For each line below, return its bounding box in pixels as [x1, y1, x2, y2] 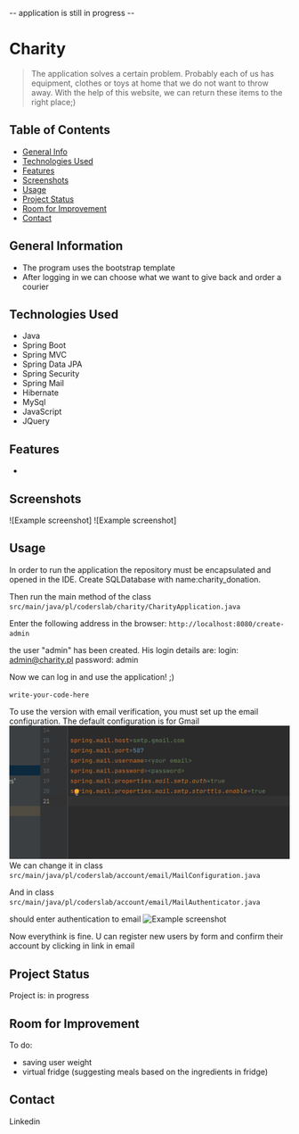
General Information [9, 238, 124, 253]
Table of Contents [9, 122, 111, 137]
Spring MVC [21, 350, 68, 360]
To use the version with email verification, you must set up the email [9, 706, 259, 716]
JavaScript [21, 406, 62, 418]
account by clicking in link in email [9, 940, 135, 951]
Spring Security [21, 368, 80, 379]
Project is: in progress [9, 990, 90, 1001]
